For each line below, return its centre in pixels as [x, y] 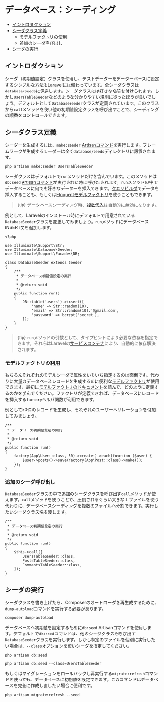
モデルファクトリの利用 [33, 363]
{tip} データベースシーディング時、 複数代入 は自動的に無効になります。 [88, 205]
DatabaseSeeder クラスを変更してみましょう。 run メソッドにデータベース [77, 221]
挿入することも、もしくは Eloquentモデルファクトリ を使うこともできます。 [80, 194]
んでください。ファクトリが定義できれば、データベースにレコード [93, 393]
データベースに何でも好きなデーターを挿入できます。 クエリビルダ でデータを [82, 188]
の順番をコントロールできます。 [37, 115]
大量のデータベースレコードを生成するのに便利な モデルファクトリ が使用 [86, 381]
